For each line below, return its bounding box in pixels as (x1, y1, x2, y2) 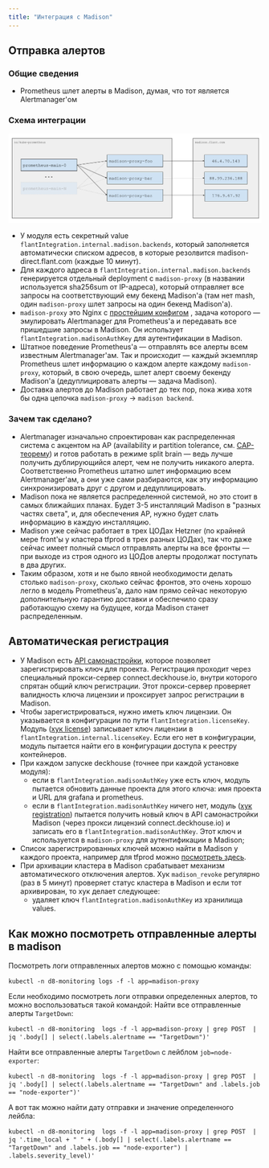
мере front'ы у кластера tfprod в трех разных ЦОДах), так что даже (19, 534, 252, 544)
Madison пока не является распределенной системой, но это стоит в (19, 491, 259, 501)
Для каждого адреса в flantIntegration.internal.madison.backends (19, 265, 251, 275)
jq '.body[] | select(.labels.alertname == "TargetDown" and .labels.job (8, 1080, 261, 1089)
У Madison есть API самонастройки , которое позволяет (19, 656, 211, 665)
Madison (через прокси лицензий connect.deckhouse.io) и (31, 818, 230, 828)
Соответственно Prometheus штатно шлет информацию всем (19, 466, 231, 475)
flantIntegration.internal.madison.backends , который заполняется (19, 240, 250, 249)
